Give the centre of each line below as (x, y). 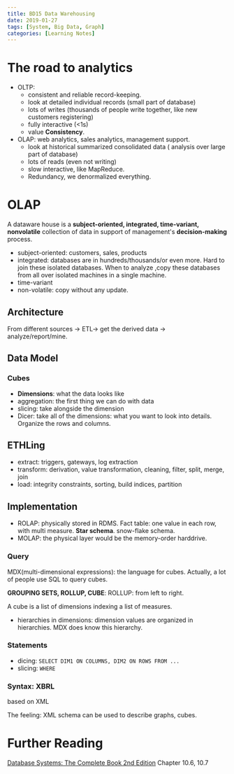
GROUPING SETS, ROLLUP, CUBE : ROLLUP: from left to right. (95, 593)
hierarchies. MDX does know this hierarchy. (80, 627)
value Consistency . (56, 132)
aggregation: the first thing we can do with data (86, 401)
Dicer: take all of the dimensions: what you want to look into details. (115, 416)
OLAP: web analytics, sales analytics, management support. (104, 139)
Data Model (33, 358)
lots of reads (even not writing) (72, 162)
